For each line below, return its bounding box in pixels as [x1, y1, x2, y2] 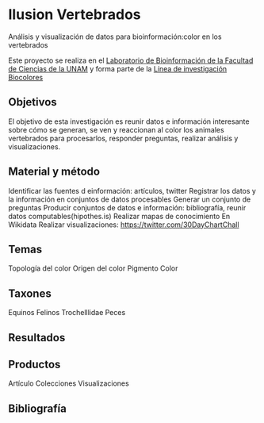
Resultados [8, 331, 66, 344]
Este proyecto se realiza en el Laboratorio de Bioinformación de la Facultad [8, 56, 254, 65]
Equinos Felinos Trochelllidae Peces [8, 308, 126, 317]
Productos [8, 357, 61, 371]
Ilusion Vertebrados [8, 6, 141, 24]
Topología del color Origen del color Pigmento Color [8, 263, 178, 273]
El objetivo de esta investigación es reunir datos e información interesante [8, 117, 250, 126]
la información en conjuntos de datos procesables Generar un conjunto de [8, 194, 251, 204]
